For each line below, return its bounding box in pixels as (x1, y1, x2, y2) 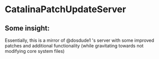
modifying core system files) (5, 48, 65, 54)
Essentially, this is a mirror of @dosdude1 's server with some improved (5, 37, 154, 43)
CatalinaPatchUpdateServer (5, 4, 126, 15)
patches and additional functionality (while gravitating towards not (5, 43, 144, 49)
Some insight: (5, 24, 50, 33)
